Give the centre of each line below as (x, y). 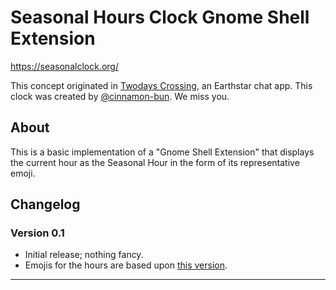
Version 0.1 (37, 233)
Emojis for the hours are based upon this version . (126, 265)
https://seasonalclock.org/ (64, 66)
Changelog (45, 204)
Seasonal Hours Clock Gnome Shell (160, 17)
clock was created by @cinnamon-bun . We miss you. (120, 96)
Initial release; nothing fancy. (84, 255)
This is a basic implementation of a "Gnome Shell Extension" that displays (162, 152)
